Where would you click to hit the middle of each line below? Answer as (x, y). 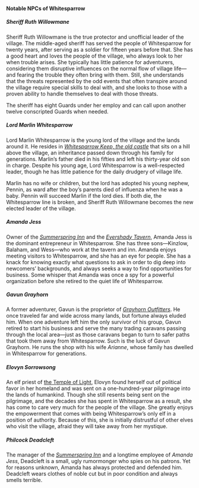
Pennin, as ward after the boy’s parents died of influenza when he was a (94, 189)
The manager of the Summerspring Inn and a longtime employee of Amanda (99, 455)
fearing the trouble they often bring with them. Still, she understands (100, 75)
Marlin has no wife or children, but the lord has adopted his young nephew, (98, 183)
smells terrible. (24, 480)
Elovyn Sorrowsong (31, 367)
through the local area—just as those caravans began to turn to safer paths (98, 335)
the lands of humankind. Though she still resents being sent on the (88, 395)
